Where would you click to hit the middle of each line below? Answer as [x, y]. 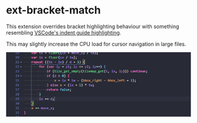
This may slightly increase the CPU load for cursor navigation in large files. [96, 44]
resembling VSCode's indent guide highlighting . [64, 32]
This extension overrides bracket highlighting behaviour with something [93, 26]
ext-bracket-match [53, 10]
